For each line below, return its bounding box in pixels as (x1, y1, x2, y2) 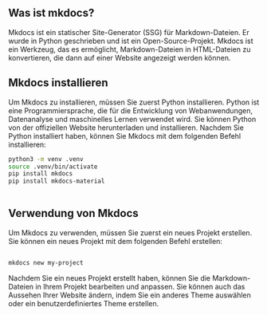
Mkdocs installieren (8, 76, 109, 90)
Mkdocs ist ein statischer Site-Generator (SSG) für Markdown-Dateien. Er (8, 27, 249, 37)
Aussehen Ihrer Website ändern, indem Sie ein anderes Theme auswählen (8, 290, 251, 300)
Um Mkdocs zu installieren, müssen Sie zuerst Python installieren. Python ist (8, 97, 260, 107)
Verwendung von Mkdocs (8, 207, 139, 220)
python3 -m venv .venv (8, 155, 84, 163)
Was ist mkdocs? (8, 6, 95, 20)
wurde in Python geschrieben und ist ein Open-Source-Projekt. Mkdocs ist (8, 36, 253, 45)
